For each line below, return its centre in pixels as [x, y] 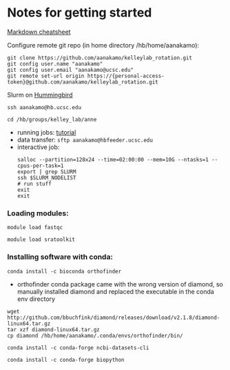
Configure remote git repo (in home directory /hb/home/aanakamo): [103, 45]
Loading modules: [38, 213]
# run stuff [34, 184]
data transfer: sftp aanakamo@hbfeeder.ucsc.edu [85, 139]
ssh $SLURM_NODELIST [46, 177]
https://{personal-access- [126, 76]
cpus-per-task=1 [40, 166]
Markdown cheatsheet [39, 32]
